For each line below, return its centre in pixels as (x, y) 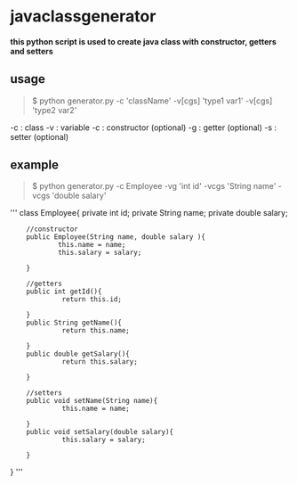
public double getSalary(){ (78, 354)
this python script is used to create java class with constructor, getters (143, 41)
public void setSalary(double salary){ (100, 432)
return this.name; (96, 331)
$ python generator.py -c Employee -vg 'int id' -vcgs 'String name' (154, 186)
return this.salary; (100, 362)
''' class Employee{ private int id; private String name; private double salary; (149, 213)
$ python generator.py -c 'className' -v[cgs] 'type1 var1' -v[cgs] (152, 101)
